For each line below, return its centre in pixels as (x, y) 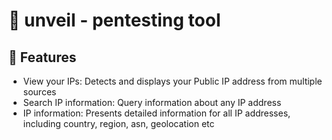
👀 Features (42, 57)
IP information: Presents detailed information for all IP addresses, (156, 113)
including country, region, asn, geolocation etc (118, 123)
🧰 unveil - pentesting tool (114, 20)
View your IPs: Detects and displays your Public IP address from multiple (172, 81)
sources (39, 92)
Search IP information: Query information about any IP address (152, 102)
